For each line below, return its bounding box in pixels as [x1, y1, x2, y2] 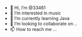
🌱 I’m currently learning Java [10, 15, 70, 21]
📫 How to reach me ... [10, 26, 57, 32]
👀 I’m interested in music [10, 10, 61, 16]
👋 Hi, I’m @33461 [10, 5, 46, 10]
